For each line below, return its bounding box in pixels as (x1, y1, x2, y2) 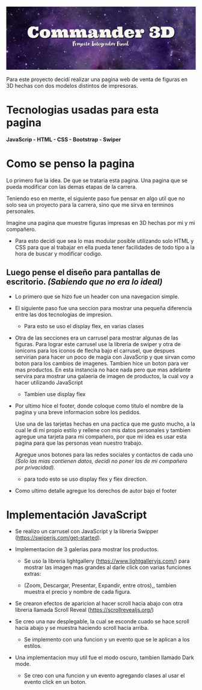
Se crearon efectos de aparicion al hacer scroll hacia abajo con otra (14, 600, 183, 607)
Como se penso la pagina (6, 157, 135, 170)
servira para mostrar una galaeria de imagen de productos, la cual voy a (14, 372, 194, 379)
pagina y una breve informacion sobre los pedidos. (14, 408, 141, 415)
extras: (23, 570, 41, 578)
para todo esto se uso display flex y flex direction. (23, 475, 148, 483)
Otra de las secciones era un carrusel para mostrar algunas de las (14, 334, 179, 341)
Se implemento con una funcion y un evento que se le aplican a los (23, 636, 190, 643)
